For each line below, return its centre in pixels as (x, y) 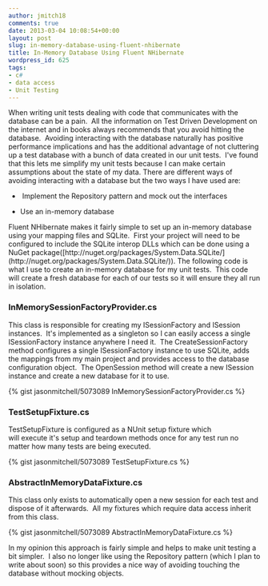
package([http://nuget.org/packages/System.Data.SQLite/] (128, 253)
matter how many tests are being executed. (80, 446)
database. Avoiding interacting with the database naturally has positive (126, 138)
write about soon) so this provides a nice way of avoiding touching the (124, 565)
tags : (17, 68)
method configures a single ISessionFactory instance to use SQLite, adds (129, 350)
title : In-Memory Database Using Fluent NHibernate (96, 53)
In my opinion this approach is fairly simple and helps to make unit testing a (132, 548)
